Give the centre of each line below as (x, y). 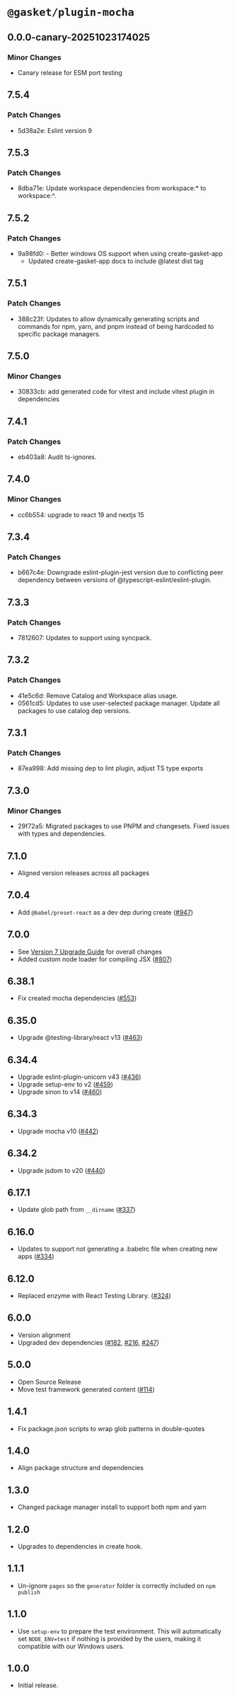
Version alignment (44, 1335)
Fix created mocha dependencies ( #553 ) (77, 998)
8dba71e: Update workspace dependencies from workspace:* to (112, 188)
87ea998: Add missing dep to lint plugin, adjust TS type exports (110, 768)
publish (29, 1592)
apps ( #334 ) (36, 1256)
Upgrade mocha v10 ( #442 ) (58, 1131)
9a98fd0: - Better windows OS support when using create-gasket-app (120, 253)
